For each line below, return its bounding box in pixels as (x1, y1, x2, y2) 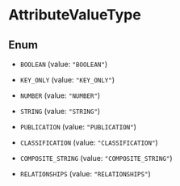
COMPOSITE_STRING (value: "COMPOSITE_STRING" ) (19, 154, 173, 163)
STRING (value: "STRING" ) (19, 107, 101, 116)
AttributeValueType (8, 6, 141, 24)
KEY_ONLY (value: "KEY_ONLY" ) (19, 75, 115, 84)
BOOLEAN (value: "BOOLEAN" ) (19, 59, 107, 69)
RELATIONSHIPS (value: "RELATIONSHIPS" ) (19, 169, 151, 179)
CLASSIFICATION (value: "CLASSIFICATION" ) (19, 137, 159, 147)
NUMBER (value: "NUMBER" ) (19, 91, 101, 100)
